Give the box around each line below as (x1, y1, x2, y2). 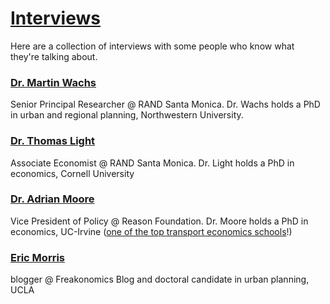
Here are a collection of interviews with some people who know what (10, 40, 295, 52)
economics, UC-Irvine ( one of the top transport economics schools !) (10, 225, 293, 237)
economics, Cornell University (10, 167, 135, 179)
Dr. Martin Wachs (10, 75, 97, 89)
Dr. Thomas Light (10, 134, 96, 148)
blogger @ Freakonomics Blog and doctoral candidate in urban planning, (10, 273, 310, 286)
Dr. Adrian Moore (10, 192, 95, 206)
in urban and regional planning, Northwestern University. (10, 109, 244, 121)
